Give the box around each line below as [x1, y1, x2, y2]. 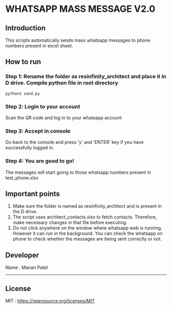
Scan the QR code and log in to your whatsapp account [5, 114, 122, 121]
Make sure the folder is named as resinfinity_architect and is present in [12, 203, 162, 209]
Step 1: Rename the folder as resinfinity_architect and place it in [5, 73, 166, 80]
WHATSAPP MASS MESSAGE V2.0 [5, 3, 156, 15]
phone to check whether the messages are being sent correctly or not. [12, 236, 162, 242]
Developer [5, 250, 39, 260]
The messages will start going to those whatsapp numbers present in [5, 169, 152, 175]
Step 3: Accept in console [5, 127, 71, 134]
